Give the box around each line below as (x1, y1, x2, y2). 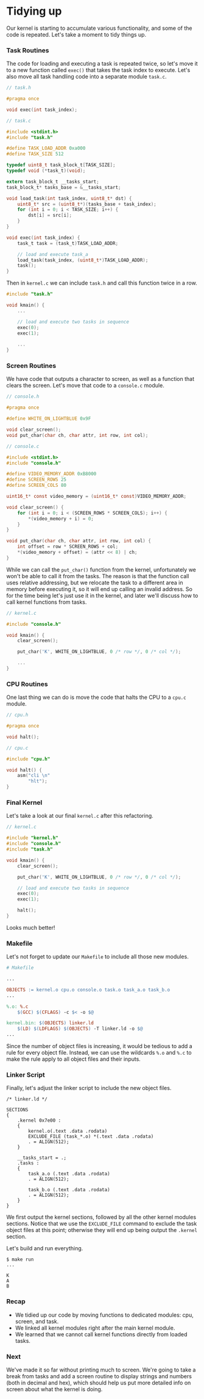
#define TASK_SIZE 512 (6, 151, 64, 157)
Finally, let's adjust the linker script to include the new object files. (6, 1085, 172, 1092)
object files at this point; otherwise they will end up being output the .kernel (6, 1227, 198, 1234)
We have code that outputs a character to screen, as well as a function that (6, 375, 195, 383)
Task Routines (6, 46, 50, 54)
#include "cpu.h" (6, 756, 51, 762)
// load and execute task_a (17, 251, 88, 257)
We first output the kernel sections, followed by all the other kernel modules (6, 1214, 197, 1221)
